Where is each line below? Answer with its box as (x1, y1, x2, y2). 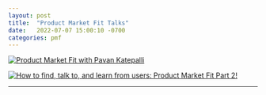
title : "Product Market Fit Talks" (8, 19, 129, 27)
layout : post (8, 11, 51, 20)
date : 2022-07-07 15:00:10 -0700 (8, 26, 126, 34)
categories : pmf (8, 33, 62, 42)
